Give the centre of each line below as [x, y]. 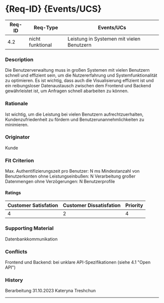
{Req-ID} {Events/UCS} [53, 9]
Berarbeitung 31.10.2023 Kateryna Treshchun [51, 291]
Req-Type [46, 27]
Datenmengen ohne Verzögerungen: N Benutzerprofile [60, 182]
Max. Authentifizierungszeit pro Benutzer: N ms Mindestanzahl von [72, 171]
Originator [18, 137]
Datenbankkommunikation [31, 239]
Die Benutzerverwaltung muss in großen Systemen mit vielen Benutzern [77, 70]
